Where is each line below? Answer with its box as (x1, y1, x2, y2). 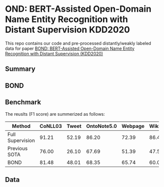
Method (12, 123, 31, 129)
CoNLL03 (40, 123, 62, 129)
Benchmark (5, 98, 41, 106)
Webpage (122, 123, 145, 129)
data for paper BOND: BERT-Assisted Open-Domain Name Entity (5, 45, 135, 51)
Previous (7, 145, 28, 152)
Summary (5, 65, 36, 73)
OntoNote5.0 (86, 123, 117, 129)
